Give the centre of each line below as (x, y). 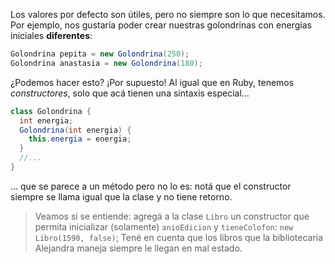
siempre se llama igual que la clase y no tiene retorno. (121, 196)
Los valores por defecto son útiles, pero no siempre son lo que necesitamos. (168, 14)
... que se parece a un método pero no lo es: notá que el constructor (151, 186)
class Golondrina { (51, 111)
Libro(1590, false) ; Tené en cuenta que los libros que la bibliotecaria (179, 237)
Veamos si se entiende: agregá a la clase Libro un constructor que (172, 216)
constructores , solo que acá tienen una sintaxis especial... (130, 93)
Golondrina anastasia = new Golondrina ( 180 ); (106, 63)
